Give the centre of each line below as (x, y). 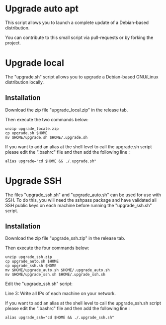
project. (13, 42)
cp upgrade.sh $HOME (27, 133)
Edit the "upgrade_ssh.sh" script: (39, 284)
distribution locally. (25, 82)
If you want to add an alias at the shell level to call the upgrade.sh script (79, 147)
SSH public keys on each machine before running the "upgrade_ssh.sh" (79, 205)
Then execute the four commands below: (47, 248)
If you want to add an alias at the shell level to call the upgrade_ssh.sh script (83, 303)
